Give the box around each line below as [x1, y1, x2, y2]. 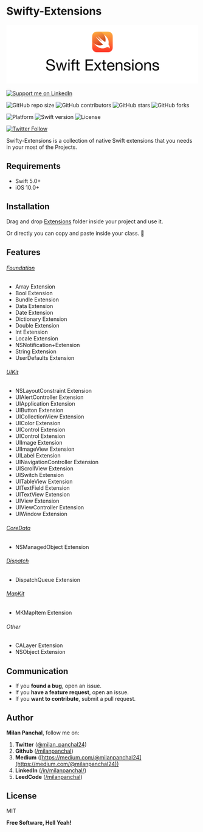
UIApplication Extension [15, 400, 75, 407]
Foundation [6, 264, 35, 271]
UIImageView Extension [15, 445, 75, 453]
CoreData [6, 525, 31, 531]
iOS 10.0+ [15, 184, 40, 191]
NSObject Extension [15, 648, 66, 656]
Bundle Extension [15, 296, 60, 303]
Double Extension [15, 322, 60, 329]
